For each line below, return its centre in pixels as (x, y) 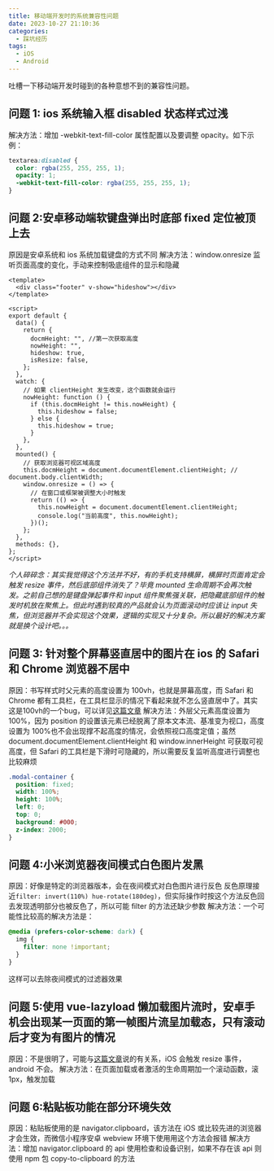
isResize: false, (59, 360)
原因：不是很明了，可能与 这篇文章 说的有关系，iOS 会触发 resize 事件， (127, 1059)
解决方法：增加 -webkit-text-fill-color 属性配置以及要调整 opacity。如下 (128, 134)
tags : (17, 46)
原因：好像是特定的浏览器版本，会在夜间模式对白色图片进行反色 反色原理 (130, 886)
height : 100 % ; (39, 800)
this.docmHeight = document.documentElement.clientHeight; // (130, 470)
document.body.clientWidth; (56, 477)
